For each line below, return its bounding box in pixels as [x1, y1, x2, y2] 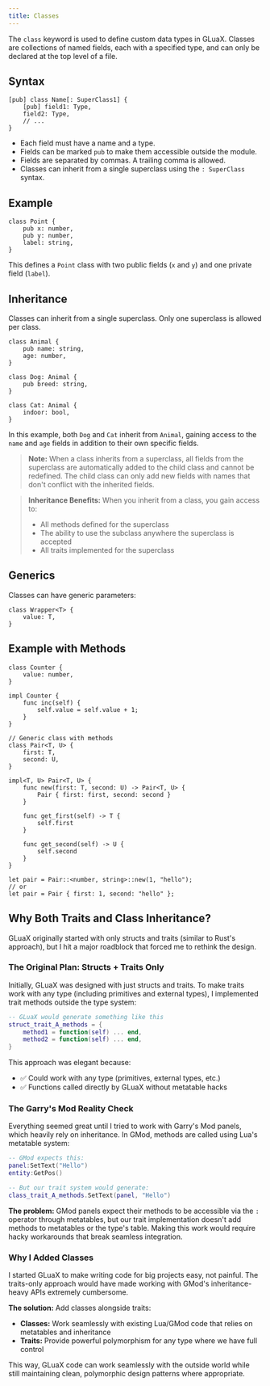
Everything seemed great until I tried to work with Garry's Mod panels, [8, 1121, 242, 1131]
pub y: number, [23, 232, 74, 240]
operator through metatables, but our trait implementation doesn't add [8, 1214, 242, 1224]
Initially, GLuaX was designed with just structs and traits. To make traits [8, 979, 244, 990]
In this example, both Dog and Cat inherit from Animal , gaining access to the [8, 430, 257, 440]
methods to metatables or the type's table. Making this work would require [8, 1223, 256, 1232]
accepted [39, 537, 73, 546]
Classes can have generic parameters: [8, 590, 136, 600]
